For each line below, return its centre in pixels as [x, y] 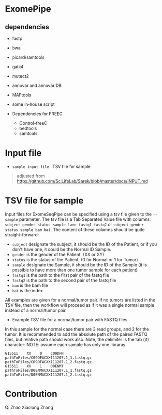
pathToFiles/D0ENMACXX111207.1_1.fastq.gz [48, 370]
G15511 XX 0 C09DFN [34, 353]
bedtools [28, 128]
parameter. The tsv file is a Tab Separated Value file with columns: [85, 219]
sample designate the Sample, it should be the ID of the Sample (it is [79, 265]
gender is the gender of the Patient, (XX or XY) [58, 254]
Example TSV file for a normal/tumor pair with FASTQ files [70, 319]
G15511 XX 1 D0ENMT [34, 366]
